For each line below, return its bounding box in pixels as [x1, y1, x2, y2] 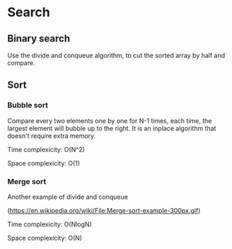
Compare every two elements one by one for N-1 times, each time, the [7, 116, 212, 124]
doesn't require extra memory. [7, 132, 96, 140]
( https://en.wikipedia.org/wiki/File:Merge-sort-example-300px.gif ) [7, 206, 201, 214]
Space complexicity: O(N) [7, 233, 83, 242]
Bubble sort [7, 100, 48, 110]
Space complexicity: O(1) [7, 158, 80, 167]
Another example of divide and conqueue [7, 192, 129, 201]
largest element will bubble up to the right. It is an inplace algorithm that [7, 124, 216, 132]
